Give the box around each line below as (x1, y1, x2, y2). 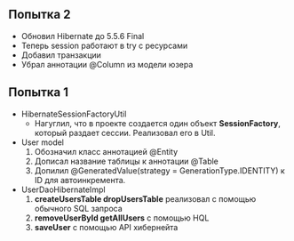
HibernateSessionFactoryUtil (20, 108, 127, 119)
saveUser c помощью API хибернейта (34, 221, 179, 232)
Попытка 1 (8, 84, 68, 100)
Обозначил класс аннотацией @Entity (34, 146, 179, 157)
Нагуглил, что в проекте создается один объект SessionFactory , (34, 117, 282, 128)
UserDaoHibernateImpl (20, 184, 106, 195)
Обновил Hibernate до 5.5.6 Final (20, 30, 145, 41)
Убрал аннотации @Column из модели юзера (20, 59, 194, 69)
